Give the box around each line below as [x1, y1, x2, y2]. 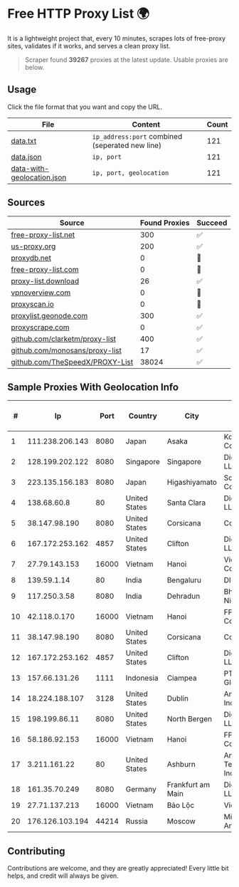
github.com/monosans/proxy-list [11, 345, 122, 355]
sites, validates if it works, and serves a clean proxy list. [7, 41, 171, 50]
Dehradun [166, 592, 201, 602]
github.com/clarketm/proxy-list [11, 334, 116, 344]
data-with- [11, 163, 50, 173]
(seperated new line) [92, 140, 162, 150]
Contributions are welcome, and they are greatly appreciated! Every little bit [7, 864, 229, 873]
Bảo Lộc [166, 800, 195, 810]
